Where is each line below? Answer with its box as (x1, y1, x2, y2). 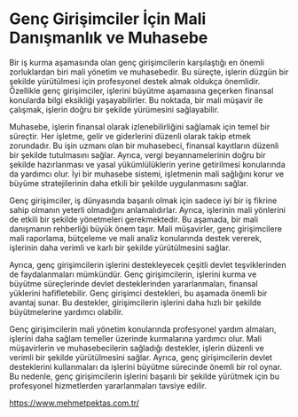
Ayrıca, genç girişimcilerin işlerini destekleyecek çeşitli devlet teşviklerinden (9, 259, 286, 270)
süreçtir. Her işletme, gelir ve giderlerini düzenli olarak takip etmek (9, 130, 251, 141)
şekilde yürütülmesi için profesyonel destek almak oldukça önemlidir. (9, 75, 261, 86)
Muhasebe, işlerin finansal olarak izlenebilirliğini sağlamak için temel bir (9, 121, 271, 132)
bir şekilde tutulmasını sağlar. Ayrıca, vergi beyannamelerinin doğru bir (9, 149, 266, 160)
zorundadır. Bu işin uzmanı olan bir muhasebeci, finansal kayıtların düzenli (9, 140, 279, 151)
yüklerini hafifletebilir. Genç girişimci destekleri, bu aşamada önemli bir (9, 287, 268, 298)
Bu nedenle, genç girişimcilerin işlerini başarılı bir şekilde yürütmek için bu (9, 371, 280, 382)
